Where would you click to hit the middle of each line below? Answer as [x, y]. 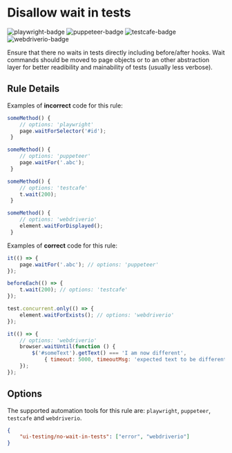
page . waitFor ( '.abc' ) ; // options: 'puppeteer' [89, 264]
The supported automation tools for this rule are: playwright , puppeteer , [109, 410]
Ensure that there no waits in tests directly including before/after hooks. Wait [116, 52]
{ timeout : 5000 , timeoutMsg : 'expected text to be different [135, 360]
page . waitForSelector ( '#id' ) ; [63, 131]
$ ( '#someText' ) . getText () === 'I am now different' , [109, 353]
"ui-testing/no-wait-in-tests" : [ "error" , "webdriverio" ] [105, 437]
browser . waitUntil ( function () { [68, 347]
